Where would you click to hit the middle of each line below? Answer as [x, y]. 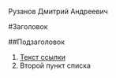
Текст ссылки [42, 57]
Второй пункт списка [55, 65]
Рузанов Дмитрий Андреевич [58, 11]
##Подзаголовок [37, 42]
